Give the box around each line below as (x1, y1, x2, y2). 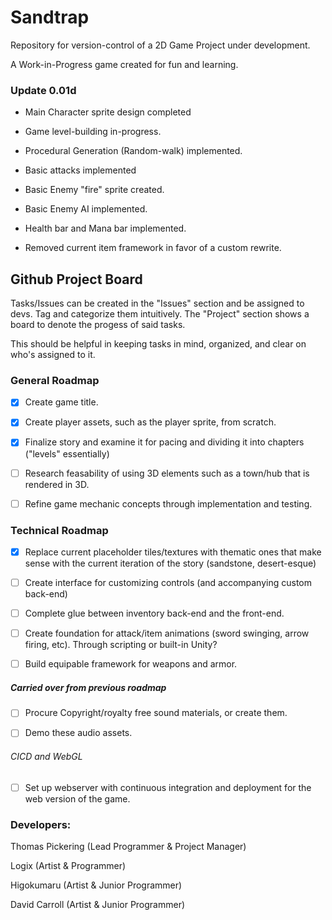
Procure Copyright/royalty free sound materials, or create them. (24, 707, 288, 719)
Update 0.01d (10, 83, 77, 97)
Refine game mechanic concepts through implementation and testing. (24, 497, 313, 510)
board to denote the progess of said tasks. (10, 319, 186, 331)
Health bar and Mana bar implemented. (24, 222, 187, 235)
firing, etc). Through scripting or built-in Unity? (24, 639, 218, 651)
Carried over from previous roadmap (10, 681, 167, 693)
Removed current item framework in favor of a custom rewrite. (24, 242, 282, 254)
